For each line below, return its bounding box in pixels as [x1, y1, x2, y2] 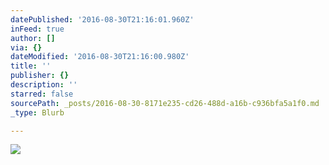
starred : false [10, 89, 74, 99]
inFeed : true [10, 24, 65, 34]
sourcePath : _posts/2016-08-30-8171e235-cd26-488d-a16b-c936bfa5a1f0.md [10, 98, 320, 108]
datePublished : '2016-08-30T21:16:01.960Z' [10, 14, 195, 25]
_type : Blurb [10, 107, 65, 118]
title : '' [10, 61, 52, 71]
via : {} [10, 42, 43, 53]
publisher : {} [10, 71, 70, 81]
